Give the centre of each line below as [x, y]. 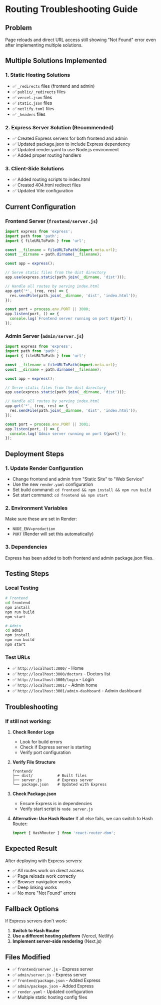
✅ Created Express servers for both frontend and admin [70, 138]
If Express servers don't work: [36, 921]
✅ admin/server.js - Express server [49, 975]
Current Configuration [40, 207]
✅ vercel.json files [32, 97]
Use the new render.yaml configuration [53, 484]
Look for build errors [41, 741]
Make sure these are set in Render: [41, 519]
